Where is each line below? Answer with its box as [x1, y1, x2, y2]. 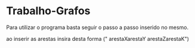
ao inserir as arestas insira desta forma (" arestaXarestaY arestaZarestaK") [6, 35, 190, 42]
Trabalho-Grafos [6, 4, 91, 18]
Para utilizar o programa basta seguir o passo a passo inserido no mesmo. [6, 24, 189, 31]
